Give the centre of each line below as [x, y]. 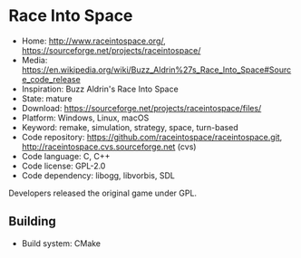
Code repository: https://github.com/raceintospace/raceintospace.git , [152, 137]
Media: [34, 60]
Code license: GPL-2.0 [63, 166]
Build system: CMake [61, 243]
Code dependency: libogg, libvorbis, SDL [98, 175]
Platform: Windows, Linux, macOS [85, 118]
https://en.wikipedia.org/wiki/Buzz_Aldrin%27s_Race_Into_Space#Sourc [156, 70]
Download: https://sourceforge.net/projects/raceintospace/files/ [141, 108]
